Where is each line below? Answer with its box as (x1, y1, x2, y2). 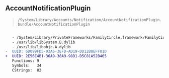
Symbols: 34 (12, 63, 42, 68)
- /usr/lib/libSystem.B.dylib (12, 40, 75, 45)
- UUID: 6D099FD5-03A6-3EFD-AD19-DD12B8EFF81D (5, 49, 107, 54)
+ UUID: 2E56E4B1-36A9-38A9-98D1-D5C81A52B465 (5, 54, 107, 59)
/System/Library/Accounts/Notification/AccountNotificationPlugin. (17, 17, 162, 22)
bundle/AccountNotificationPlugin (17, 22, 90, 27)
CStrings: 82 (12, 67, 42, 72)
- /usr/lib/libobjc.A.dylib (12, 44, 71, 49)
